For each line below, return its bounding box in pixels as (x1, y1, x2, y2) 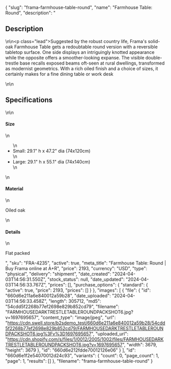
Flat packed (5, 250, 30, 256)
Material (5, 186, 23, 192)
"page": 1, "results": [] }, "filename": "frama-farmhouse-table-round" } (5, 358, 153, 364)
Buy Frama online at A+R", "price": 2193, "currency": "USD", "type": (5, 265, 148, 272)
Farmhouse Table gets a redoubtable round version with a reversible (14, 44, 158, 50)
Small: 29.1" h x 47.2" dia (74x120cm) (12, 148, 91, 154)
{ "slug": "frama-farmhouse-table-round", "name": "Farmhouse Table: (5, 5, 153, 10)
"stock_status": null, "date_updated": (47, 276, 125, 282)
